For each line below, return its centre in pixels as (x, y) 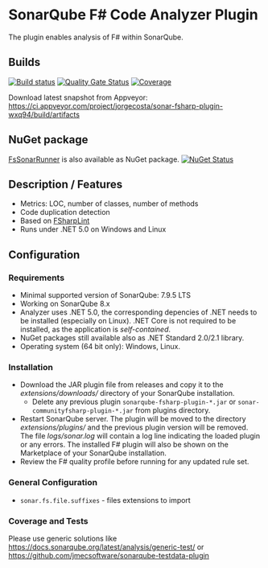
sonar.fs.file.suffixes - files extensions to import (105, 500)
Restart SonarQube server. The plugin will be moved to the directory (133, 419)
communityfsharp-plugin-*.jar (83, 411)
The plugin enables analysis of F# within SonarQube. (96, 37)
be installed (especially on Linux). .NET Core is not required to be (128, 321)
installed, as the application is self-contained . (95, 329)
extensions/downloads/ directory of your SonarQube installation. (127, 393)
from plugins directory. (173, 410)
